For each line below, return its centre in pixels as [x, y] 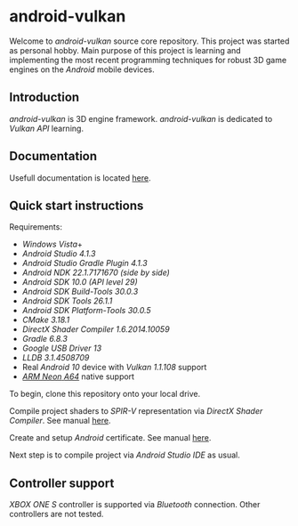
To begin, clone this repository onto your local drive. [105, 394]
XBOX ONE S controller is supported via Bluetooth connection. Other [135, 505]
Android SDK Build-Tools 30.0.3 [80, 292]
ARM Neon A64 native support [78, 376]
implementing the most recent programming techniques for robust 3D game [148, 60]
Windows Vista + [52, 244]
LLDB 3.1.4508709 [56, 358]
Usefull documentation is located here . [80, 178]
